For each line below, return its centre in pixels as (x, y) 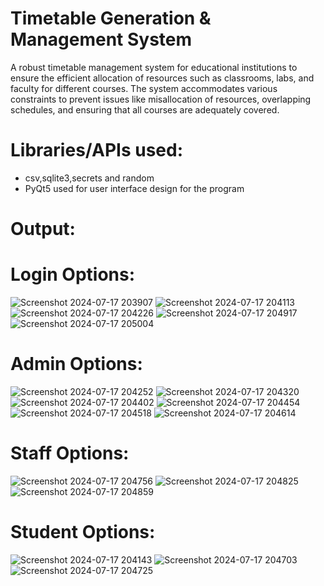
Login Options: (73, 274)
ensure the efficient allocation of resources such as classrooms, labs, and (162, 78)
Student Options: (83, 532)
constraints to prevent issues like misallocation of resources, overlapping (161, 99)
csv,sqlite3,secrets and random (89, 178)
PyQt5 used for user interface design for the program (134, 188)
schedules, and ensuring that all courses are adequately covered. (145, 109)
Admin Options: (76, 364)
